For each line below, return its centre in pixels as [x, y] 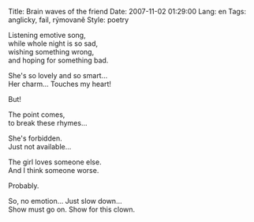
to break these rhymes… [48, 123]
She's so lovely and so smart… [58, 75]
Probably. [24, 186]
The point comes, [37, 115]
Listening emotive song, [47, 35]
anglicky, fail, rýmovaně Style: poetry [69, 20]
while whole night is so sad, [53, 43]
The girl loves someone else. [55, 162]
